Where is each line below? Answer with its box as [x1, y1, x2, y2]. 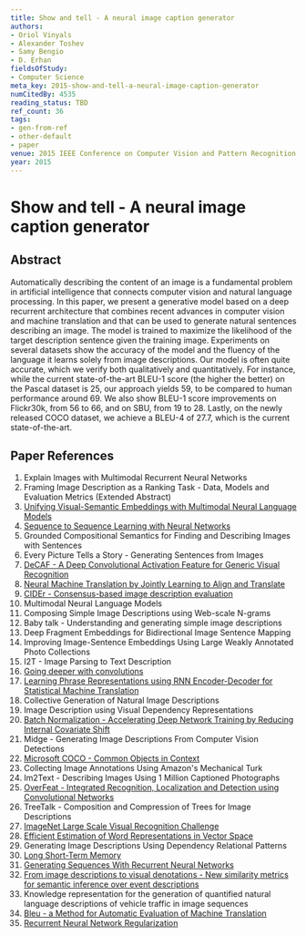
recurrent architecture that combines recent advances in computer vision [10, 305, 285, 316]
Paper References [10, 448, 115, 463]
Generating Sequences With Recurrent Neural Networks [23, 860, 235, 870]
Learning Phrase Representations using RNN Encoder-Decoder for [23, 675, 273, 686]
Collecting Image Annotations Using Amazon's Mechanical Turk [23, 763, 263, 774]
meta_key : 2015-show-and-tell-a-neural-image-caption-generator [10, 81, 260, 90]
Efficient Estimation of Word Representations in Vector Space [23, 830, 254, 841]
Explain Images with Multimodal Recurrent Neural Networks [23, 472, 248, 483]
